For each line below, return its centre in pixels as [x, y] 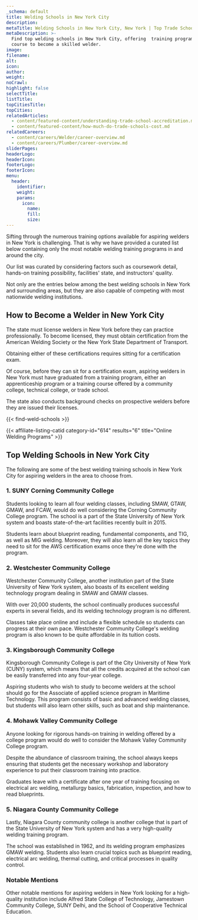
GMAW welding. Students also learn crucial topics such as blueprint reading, [99, 852]
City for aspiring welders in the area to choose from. [70, 475]
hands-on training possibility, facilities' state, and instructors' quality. [90, 273]
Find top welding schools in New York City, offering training [92, 39]
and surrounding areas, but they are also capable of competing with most [95, 290]
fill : [34, 214]
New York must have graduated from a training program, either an [86, 377]
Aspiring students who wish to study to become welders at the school [91, 687]
